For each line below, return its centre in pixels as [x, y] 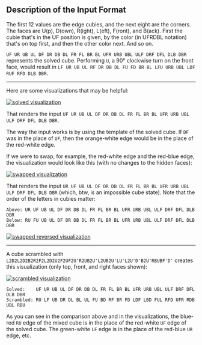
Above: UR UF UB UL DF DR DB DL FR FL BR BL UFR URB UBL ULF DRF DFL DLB [101, 210]
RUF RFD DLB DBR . [27, 73]
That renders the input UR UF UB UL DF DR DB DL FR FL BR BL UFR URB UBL [98, 186]
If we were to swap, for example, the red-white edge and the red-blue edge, [100, 156]
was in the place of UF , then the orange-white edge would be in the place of [100, 138]
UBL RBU [16, 305]
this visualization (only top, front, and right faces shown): [77, 266]
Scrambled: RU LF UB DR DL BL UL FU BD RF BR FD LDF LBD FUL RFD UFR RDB [101, 300]
